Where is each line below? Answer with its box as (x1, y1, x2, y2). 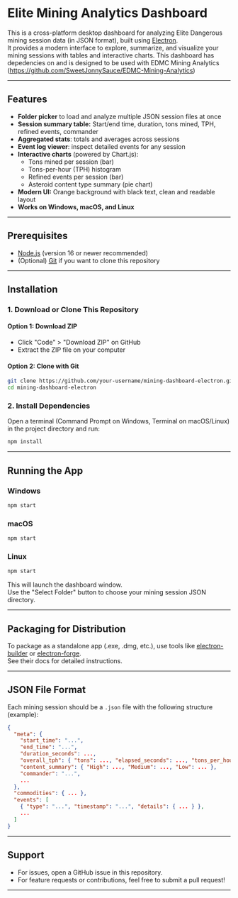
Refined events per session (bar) (28, 172, 124, 181)
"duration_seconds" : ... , (20, 750, 97, 758)
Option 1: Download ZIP (7, 322, 78, 331)
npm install (7, 438, 42, 445)
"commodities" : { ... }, (13, 789, 87, 797)
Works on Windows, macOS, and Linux (17, 202, 135, 211)
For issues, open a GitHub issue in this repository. (17, 867, 163, 877)
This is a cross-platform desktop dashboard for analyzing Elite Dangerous (7, 28, 223, 37)
